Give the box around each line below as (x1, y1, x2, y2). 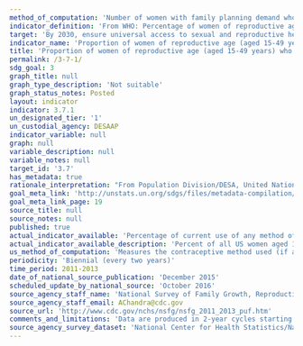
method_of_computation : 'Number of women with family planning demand (9, 13, 280, 23)
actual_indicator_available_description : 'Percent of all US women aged (9, 240, 289, 249)
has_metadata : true (9, 172, 83, 181)
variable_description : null (9, 147, 115, 156)
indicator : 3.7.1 (9, 105, 75, 114)
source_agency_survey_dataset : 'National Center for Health (9, 323, 241, 332)
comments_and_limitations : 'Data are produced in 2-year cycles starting (9, 314, 293, 324)
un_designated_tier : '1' (9, 114, 103, 123)
